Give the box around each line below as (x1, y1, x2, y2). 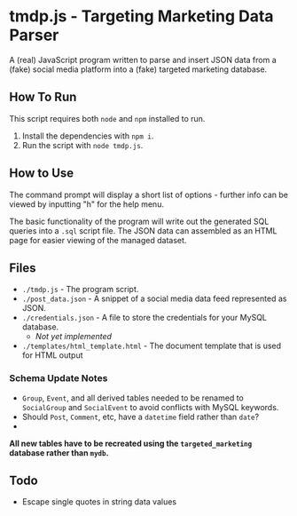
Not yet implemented (35, 331, 113, 342)
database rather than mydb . (9, 447, 109, 458)
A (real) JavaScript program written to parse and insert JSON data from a (9, 54, 277, 65)
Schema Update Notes (9, 372, 108, 385)
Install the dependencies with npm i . (21, 131, 154, 141)
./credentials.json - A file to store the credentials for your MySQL (21, 313, 268, 323)
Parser (9, 25, 59, 45)
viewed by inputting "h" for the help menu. (9, 198, 164, 210)
